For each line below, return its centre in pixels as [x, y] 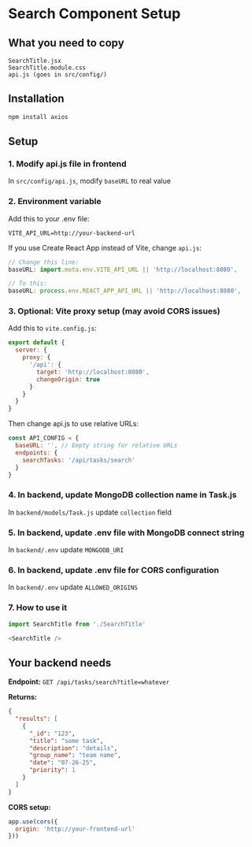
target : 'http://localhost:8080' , [93, 372]
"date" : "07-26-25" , [63, 763]
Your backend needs [60, 663]
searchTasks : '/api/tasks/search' [79, 460]
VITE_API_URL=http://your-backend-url [72, 233]
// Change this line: [44, 262]
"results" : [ [37, 719]
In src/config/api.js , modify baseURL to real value [90, 181]
